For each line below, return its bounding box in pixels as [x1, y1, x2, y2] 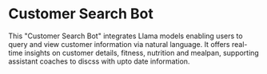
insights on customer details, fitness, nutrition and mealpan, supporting [24, 48, 260, 57]
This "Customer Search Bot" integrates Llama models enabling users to [8, 31, 243, 41]
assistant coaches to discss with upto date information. [8, 56, 190, 66]
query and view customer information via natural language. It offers [8, 39, 230, 49]
